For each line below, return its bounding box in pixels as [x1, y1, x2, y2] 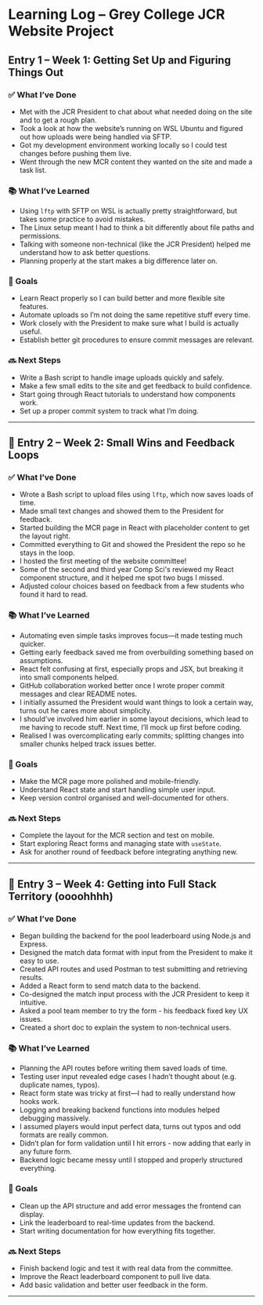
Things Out [8, 65, 64, 79]
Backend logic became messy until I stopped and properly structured [19, 1155, 243, 1165]
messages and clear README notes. [19, 689, 138, 698]
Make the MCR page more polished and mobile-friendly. [19, 777, 201, 786]
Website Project [8, 22, 114, 40]
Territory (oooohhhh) [8, 889, 113, 903]
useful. [19, 327, 42, 337]
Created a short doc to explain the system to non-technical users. [19, 1022, 232, 1033]
